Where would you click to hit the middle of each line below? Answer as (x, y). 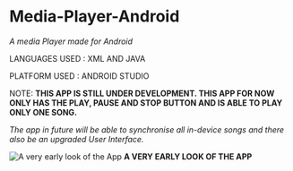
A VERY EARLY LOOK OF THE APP (188, 156)
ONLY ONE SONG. (43, 112)
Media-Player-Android (95, 17)
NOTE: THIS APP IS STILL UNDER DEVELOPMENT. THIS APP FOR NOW (142, 93)
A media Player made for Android (71, 41)
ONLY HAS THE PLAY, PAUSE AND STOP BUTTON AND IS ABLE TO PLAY (146, 103)
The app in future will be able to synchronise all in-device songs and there (147, 129)
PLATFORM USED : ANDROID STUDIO (79, 76)
